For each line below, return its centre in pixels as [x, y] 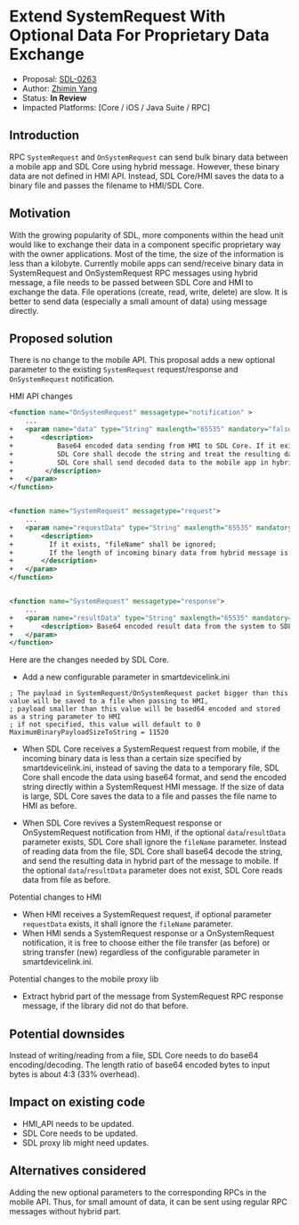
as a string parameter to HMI [65, 717]
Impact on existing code [77, 1102]
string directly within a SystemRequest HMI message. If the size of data [153, 787]
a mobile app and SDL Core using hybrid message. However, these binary [145, 166]
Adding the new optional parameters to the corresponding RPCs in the [138, 1192]
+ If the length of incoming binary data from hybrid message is [149, 553]
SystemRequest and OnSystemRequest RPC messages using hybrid [133, 273]
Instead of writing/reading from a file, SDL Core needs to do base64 [134, 1056]
